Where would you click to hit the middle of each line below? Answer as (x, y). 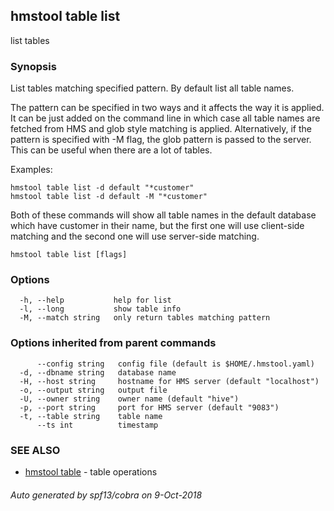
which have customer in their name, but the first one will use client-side (157, 226)
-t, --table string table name (91, 416)
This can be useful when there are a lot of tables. (111, 150)
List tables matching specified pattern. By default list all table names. (152, 88)
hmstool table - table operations (91, 472)
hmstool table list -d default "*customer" (102, 188)
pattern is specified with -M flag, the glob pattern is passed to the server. (161, 140)
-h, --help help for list (95, 300)
